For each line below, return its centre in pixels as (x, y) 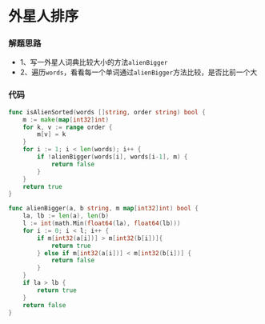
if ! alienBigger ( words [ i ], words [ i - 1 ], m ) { (112, 157)
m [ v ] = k (52, 134)
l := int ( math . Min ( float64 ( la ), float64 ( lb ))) (102, 224)
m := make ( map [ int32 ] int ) (66, 120)
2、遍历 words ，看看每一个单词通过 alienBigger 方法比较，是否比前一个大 (139, 72)
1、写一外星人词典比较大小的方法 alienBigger (94, 62)
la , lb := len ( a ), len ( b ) (66, 216)
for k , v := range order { (68, 127)
